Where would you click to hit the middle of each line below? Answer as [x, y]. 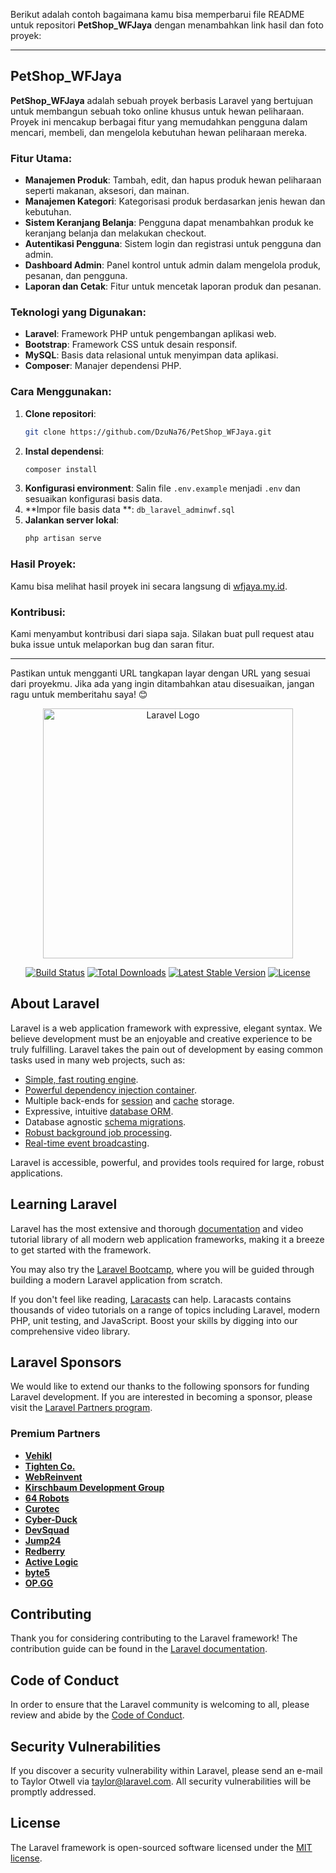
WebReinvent [53, 1476]
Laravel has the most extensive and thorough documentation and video [157, 1228]
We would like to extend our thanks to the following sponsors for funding [160, 1386]
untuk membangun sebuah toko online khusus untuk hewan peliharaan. [157, 111]
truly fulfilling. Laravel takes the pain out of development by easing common [167, 1049]
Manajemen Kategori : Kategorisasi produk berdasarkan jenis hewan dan [175, 201]
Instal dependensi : [64, 451]
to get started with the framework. [81, 1250]
